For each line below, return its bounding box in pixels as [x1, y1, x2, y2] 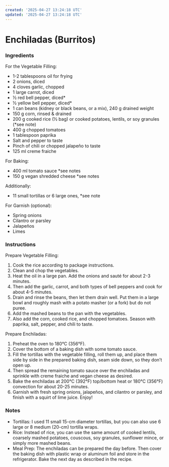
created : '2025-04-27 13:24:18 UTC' [5, 7, 82, 13]
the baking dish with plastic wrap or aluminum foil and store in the [12, 450, 150, 457]
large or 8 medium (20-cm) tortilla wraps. [12, 424, 99, 430]
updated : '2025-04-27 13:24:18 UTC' [5, 12, 82, 17]
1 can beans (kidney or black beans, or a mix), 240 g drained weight [12, 105, 154, 111]
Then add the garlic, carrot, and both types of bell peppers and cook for [12, 284, 162, 290]
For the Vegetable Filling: [5, 63, 57, 69]
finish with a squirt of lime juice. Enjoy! [12, 394, 93, 400]
